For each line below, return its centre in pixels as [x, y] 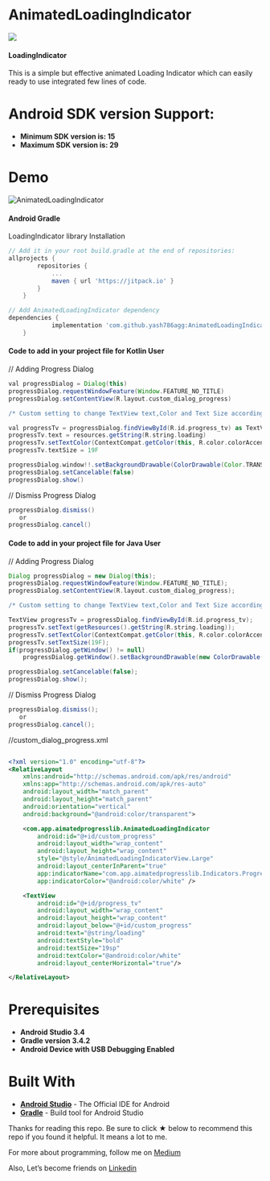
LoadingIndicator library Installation [67, 236]
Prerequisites [54, 1010]
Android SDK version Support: [111, 114]
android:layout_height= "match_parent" [88, 799]
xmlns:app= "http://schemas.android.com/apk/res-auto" [115, 784]
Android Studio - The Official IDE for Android [95, 1104]
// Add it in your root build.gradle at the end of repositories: [122, 251]
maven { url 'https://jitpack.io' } [112, 281]
